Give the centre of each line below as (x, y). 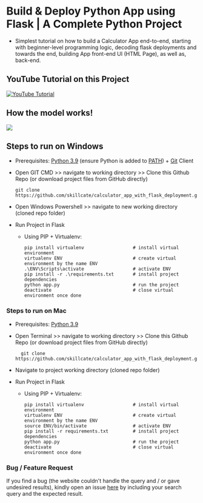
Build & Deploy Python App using (91, 11)
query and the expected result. (45, 493)
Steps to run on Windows (55, 146)
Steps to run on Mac (36, 311)
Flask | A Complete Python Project (94, 24)
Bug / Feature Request (40, 467)
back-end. (28, 60)
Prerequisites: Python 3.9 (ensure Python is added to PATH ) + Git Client (104, 161)
